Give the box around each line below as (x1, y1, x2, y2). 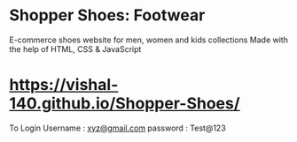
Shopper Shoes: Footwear (9, 5, 206, 26)
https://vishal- (9, 75, 119, 95)
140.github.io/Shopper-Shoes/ (9, 93, 241, 114)
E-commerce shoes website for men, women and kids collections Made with (9, 34, 288, 45)
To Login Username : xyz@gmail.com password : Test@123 (9, 123, 226, 133)
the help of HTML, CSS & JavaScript (9, 43, 142, 54)
